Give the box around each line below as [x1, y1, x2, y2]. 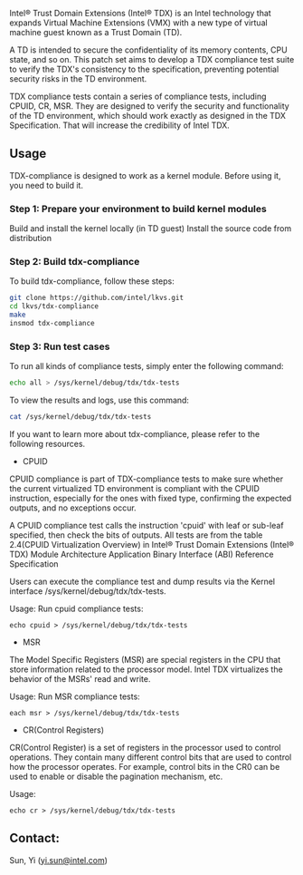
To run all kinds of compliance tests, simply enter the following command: [9, 361, 284, 372]
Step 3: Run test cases [9, 340, 110, 353]
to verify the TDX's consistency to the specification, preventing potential [9, 63, 279, 74]
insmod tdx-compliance [9, 319, 95, 328]
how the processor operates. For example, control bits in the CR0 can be [9, 761, 280, 772]
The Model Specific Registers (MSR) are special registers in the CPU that [9, 654, 281, 665]
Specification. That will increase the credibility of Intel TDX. [9, 120, 231, 131]
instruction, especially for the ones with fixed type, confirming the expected [9, 492, 292, 503]
